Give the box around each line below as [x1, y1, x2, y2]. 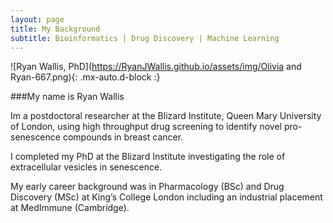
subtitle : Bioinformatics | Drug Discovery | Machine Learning [10, 33, 280, 43]
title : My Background [10, 24, 101, 34]
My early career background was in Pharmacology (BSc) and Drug [10, 181, 285, 193]
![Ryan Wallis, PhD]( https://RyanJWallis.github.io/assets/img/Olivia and [10, 61, 302, 73]
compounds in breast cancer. [62, 131, 184, 143]
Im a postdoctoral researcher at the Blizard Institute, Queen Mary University [10, 110, 322, 122]
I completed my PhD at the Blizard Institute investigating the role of [10, 151, 286, 163]
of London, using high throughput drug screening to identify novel [10, 121, 282, 133]
